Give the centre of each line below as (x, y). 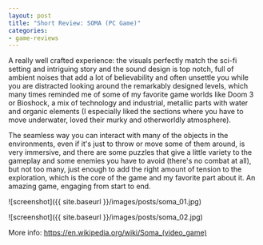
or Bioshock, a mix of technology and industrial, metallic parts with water (128, 103)
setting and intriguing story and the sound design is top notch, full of (121, 69)
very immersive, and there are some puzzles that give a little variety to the (130, 152)
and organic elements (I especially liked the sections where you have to (126, 112)
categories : (28, 30)
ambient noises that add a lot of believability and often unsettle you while (129, 77)
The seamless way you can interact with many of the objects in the (118, 136)
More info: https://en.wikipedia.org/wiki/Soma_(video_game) (108, 233)
